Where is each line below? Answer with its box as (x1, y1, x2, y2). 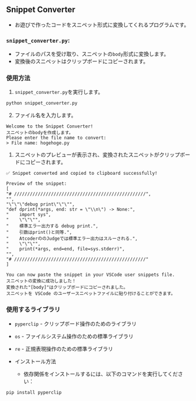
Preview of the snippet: (6, 181, 67, 187)
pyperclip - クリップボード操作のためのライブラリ (14, 320, 137, 327)
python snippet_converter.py (6, 100, 78, 106)
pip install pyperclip (6, 389, 62, 395)
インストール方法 (14, 357, 57, 365)
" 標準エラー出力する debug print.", (6, 223, 99, 229)
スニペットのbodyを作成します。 (6, 130, 74, 136)
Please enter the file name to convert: (6, 135, 107, 141)
